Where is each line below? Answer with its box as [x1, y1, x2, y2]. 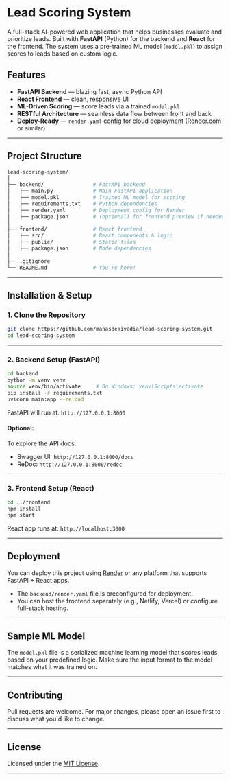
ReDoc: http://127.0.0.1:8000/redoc [16, 460, 123, 468]
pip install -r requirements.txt [7, 389, 103, 396]
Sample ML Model [7, 630, 86, 642]
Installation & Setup [7, 290, 92, 301]
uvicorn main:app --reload [7, 396, 84, 403]
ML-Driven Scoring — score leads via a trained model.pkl [16, 102, 180, 110]
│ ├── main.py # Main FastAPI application [7, 187, 173, 195]
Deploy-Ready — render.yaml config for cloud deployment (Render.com [16, 117, 221, 125]
